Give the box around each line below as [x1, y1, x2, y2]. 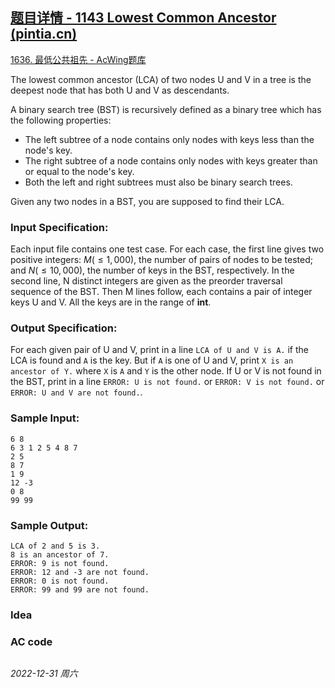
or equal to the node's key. [24, 165, 135, 177]
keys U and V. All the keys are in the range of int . [10, 296, 212, 308]
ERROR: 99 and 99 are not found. [10, 585, 150, 595]
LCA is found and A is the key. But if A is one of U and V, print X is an [10, 354, 294, 367]
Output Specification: [10, 321, 118, 335]
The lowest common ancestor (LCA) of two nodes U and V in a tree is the [10, 73, 312, 85]
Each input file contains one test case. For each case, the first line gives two [10, 243, 325, 255]
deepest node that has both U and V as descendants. [10, 84, 230, 96]
